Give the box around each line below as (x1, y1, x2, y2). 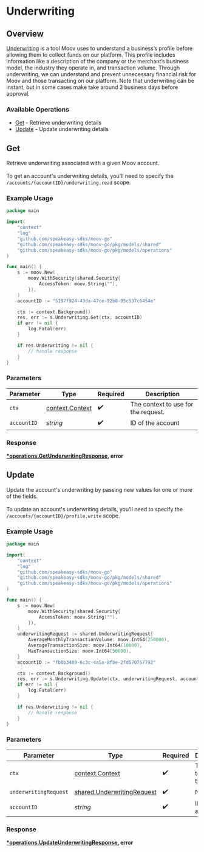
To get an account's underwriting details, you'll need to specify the (6, 172, 174, 180)
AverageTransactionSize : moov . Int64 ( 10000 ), (28, 642, 143, 648)
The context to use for (130, 400, 194, 408)
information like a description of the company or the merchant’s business (6, 58, 189, 65)
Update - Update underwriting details (15, 126, 109, 133)
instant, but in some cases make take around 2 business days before (6, 83, 178, 91)
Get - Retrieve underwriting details (15, 119, 102, 126)
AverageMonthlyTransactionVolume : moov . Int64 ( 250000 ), (28, 637, 170, 643)
